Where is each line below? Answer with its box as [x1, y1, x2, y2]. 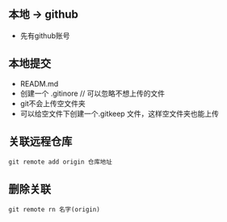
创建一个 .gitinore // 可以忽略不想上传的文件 [19, 88, 166, 98]
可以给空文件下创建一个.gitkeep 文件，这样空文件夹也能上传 [19, 109, 220, 118]
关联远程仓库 [8, 134, 73, 148]
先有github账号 [19, 31, 70, 41]
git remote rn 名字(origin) [8, 206, 101, 214]
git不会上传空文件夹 [19, 98, 86, 108]
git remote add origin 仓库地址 [8, 158, 113, 166]
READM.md [19, 79, 59, 88]
